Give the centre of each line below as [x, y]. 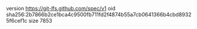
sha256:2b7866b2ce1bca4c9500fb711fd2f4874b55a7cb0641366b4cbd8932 [99, 14]
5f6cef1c [17, 21]
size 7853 [40, 21]
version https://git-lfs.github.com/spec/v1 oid [61, 8]
